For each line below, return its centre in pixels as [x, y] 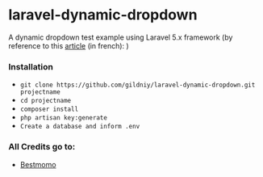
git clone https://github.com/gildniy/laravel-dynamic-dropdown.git [138, 85]
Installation [31, 66]
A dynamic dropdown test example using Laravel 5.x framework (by [121, 37]
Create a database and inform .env [80, 127]
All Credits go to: [42, 147]
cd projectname [46, 101]
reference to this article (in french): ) [69, 45]
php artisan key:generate [63, 118]
